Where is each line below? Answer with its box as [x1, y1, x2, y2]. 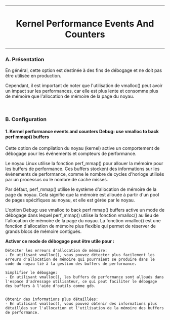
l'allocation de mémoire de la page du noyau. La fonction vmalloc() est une [5, 217, 161, 223]
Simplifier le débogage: [5, 270, 58, 275]
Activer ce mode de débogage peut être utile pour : [5, 238, 115, 244]
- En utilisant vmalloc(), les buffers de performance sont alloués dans [5, 274, 164, 279]
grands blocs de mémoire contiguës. [5, 228, 82, 234]
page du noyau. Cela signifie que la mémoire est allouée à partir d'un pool [5, 191, 159, 197]
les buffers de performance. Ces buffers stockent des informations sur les [5, 166, 160, 172]
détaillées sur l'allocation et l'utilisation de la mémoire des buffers [5, 305, 164, 310]
